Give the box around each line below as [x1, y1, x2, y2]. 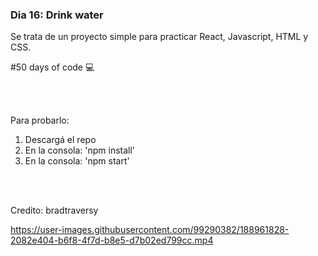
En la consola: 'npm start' [24, 155, 130, 167]
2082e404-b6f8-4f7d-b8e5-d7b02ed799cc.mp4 [10, 234, 214, 247]
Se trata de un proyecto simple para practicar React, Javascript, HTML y [10, 31, 309, 43]
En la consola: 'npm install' [24, 144, 136, 157]
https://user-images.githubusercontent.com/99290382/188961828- [10, 224, 290, 236]
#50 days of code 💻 [10, 61, 95, 73]
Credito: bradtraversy [10, 204, 99, 217]
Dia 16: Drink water [10, 8, 104, 22]
